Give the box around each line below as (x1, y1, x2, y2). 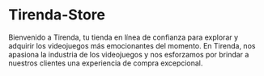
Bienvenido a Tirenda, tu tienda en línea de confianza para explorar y (8, 32, 239, 42)
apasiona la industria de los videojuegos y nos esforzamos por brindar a (8, 49, 249, 59)
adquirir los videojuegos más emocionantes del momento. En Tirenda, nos (8, 40, 256, 50)
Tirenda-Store (8, 6, 105, 24)
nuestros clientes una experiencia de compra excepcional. (8, 58, 203, 68)
